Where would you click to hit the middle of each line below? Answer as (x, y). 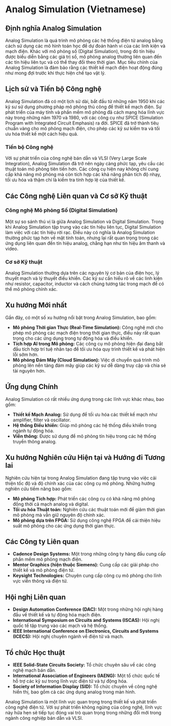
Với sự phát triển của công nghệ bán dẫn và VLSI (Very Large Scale (76, 158)
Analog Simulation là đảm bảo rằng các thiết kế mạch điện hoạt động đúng (84, 68)
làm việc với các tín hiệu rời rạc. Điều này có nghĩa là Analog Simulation (80, 232)
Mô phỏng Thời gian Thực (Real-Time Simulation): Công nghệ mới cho (88, 327)
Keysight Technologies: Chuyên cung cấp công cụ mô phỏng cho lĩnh (87, 575)
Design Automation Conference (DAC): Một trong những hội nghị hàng (88, 609)
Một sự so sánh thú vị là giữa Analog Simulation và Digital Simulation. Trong (84, 221)
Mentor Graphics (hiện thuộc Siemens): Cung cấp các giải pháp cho (86, 565)
